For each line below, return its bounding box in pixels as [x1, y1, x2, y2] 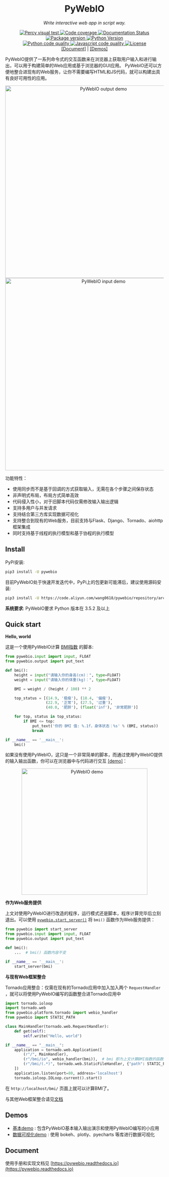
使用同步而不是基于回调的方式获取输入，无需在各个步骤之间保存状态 [12, 486, 154, 492]
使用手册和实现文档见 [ [5, 1160, 53, 1166]
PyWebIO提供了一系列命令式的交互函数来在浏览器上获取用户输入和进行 [5, 56, 152, 62]
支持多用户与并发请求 [12, 505, 57, 511]
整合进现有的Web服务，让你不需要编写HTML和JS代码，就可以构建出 [14, 69, 156, 75]
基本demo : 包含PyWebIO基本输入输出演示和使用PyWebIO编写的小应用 [12, 1125, 159, 1131]
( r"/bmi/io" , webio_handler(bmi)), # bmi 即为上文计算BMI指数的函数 [23, 1057, 164, 1062]
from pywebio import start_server [5, 927, 78, 932]
